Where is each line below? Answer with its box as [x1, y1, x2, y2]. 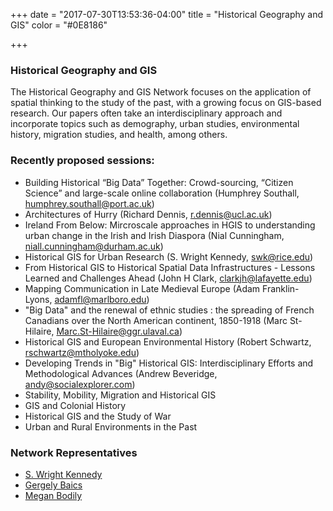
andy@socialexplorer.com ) [24, 378, 136, 390]
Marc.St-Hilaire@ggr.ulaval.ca [56, 325, 180, 337]
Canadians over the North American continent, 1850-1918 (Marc [24, 314, 288, 326]
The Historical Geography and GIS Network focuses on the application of [10, 86, 312, 98]
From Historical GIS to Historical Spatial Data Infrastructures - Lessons [24, 261, 316, 273]
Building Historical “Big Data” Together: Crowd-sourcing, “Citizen [24, 176, 294, 188]
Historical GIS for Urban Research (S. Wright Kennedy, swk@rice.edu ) [24, 250, 314, 263]
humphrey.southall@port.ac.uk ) [24, 197, 155, 209]
